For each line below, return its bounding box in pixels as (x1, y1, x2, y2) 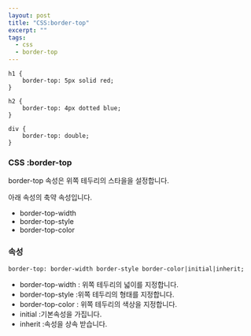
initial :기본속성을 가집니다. (19, 309, 102, 319)
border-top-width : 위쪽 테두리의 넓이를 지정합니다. (19, 279, 179, 289)
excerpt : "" (8, 26, 47, 34)
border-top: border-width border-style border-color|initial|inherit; (8, 265, 245, 273)
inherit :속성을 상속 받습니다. (19, 319, 108, 328)
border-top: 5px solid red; (22, 77, 114, 84)
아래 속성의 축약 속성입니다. (8, 192, 93, 202)
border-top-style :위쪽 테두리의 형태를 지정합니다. (19, 289, 175, 299)
